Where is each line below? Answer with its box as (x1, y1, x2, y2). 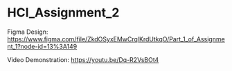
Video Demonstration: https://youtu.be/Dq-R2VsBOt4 (7, 55, 159, 63)
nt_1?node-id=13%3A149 (7, 42, 78, 50)
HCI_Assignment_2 (7, 5, 120, 21)
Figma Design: (7, 28, 48, 36)
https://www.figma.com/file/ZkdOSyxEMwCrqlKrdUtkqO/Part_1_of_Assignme (7, 34, 225, 43)
